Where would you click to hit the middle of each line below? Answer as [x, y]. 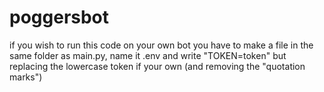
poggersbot [59, 17]
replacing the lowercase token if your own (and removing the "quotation [157, 66]
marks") [26, 77]
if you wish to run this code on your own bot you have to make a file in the [161, 45]
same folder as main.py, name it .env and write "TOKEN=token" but [148, 55]
